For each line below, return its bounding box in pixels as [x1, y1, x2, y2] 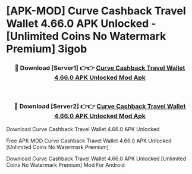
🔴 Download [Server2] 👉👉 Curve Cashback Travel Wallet [14, 102, 186, 111]
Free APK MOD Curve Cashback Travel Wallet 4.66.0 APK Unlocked [6, 137, 172, 144]
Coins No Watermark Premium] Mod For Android [6, 161, 125, 168]
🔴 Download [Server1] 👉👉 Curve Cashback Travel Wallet [14, 64, 185, 72]
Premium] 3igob [6, 42, 87, 56]
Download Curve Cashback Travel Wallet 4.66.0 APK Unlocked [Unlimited [6, 155, 187, 162]
